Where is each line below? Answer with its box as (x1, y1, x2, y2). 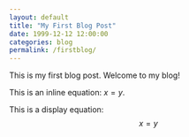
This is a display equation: (9, 104, 104, 115)
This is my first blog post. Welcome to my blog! (9, 70, 181, 80)
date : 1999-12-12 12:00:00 (9, 29, 109, 38)
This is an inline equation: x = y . (9, 88, 125, 98)
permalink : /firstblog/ (9, 46, 97, 55)
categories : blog (9, 37, 73, 47)
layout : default (9, 12, 69, 22)
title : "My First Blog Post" (9, 21, 117, 30)
